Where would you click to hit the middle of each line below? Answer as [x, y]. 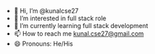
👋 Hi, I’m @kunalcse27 [46, 11]
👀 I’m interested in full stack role [60, 18]
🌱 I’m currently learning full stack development [81, 26]
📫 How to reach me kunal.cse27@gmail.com [79, 34]
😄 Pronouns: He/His [43, 43]
